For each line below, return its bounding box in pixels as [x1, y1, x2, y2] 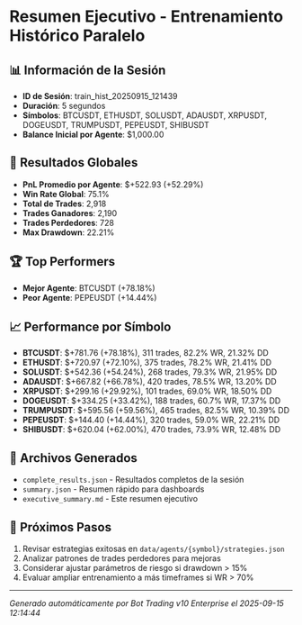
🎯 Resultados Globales [9, 155, 138, 170]
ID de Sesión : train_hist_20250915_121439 [22, 91, 178, 101]
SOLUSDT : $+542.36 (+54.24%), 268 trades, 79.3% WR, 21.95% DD [22, 367, 278, 377]
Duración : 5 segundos [22, 101, 106, 111]
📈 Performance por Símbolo [9, 320, 172, 335]
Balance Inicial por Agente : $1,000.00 [22, 129, 164, 140]
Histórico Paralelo [9, 25, 146, 46]
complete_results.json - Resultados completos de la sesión [22, 475, 244, 485]
